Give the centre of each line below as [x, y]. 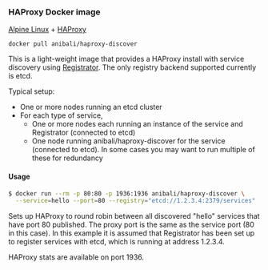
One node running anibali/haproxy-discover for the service [128, 141]
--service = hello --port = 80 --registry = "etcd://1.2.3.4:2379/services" [136, 201]
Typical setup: [32, 91]
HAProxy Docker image [55, 12]
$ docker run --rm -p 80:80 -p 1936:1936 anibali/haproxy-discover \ [127, 193]
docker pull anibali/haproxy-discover [73, 44]
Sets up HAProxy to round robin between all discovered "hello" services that [134, 216]
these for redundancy [68, 158]
